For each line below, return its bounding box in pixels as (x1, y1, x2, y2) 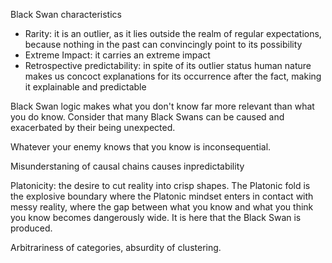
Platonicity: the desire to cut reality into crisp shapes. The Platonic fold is (10, 180, 311, 191)
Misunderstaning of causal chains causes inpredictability (10, 160, 245, 172)
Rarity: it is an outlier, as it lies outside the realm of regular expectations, (24, 28, 322, 39)
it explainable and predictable (24, 81, 147, 93)
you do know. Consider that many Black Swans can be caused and (10, 111, 285, 123)
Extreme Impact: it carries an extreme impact (24, 49, 211, 61)
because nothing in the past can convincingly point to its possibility (24, 39, 303, 50)
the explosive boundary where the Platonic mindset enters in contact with (10, 190, 314, 202)
